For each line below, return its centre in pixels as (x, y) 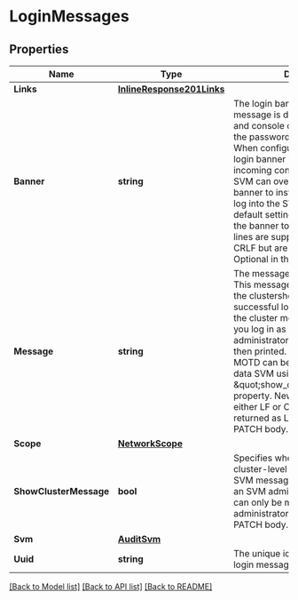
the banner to (262, 226)
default (248, 215)
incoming (253, 170)
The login (253, 104)
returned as (258, 418)
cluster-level (260, 469)
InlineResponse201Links (172, 89)
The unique (257, 553)
